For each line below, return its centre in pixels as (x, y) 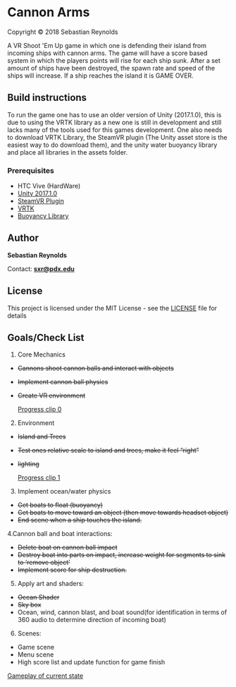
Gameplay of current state (45, 676)
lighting (29, 464)
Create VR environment (51, 395)
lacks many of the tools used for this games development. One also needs (115, 130)
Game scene (36, 647)
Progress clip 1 (39, 478)
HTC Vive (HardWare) (49, 186)
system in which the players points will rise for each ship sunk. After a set (114, 60)
